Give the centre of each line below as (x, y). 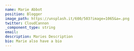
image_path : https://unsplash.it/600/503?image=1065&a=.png (67, 18)
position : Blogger (24, 14)
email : (12, 32)
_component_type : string (30, 28)
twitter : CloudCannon (27, 23)
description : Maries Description (39, 37)
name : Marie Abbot (24, 9)
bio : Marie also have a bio (34, 41)
